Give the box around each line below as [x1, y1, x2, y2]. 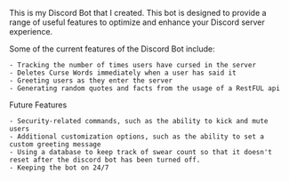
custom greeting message [9, 140, 101, 149]
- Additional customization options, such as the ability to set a [9, 132, 265, 141]
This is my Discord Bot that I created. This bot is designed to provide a [9, 8, 267, 18]
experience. [9, 27, 53, 36]
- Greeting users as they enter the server [9, 76, 173, 85]
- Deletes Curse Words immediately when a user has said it [9, 68, 237, 77]
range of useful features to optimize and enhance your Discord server [9, 17, 265, 28]
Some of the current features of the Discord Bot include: [9, 43, 215, 54]
